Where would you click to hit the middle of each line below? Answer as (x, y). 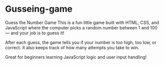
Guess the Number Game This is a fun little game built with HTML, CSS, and (82, 22)
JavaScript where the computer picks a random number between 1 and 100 (81, 27)
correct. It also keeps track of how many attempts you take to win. (72, 47)
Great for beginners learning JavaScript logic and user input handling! (76, 57)
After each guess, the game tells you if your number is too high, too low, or (81, 42)
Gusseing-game (39, 9)
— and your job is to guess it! (35, 33)
